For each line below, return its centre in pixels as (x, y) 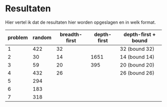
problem (18, 37)
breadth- (71, 34)
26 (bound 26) (137, 73)
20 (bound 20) (137, 65)
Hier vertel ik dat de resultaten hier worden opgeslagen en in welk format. (81, 22)
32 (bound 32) (137, 49)
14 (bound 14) (137, 57)
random (42, 37)
